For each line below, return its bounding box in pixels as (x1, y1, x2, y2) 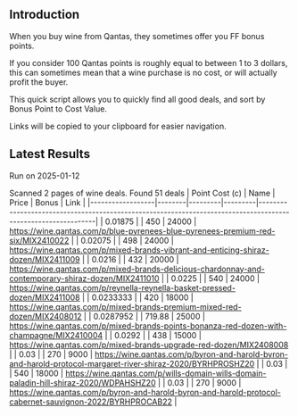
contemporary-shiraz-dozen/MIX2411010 (9, 272, 160, 284)
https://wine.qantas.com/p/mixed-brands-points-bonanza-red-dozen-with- (9, 320, 287, 331)
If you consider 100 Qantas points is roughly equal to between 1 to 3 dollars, (9, 57, 288, 68)
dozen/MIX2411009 (9, 254, 80, 264)
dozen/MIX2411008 (9, 292, 80, 303)
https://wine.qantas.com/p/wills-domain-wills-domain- (65, 368, 267, 379)
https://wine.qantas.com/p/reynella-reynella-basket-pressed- (9, 282, 236, 293)
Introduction (9, 7, 80, 22)
